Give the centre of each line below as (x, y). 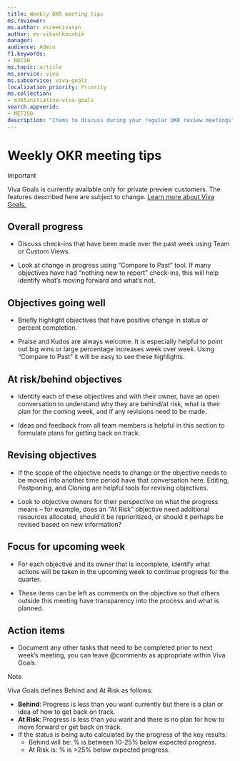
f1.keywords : (27, 54)
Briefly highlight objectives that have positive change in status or (113, 320)
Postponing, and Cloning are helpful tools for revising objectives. (113, 488)
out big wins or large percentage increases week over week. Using (116, 349)
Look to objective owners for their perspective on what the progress (118, 501)
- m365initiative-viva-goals (51, 101)
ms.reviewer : (27, 21)
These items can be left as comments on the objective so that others (119, 593)
